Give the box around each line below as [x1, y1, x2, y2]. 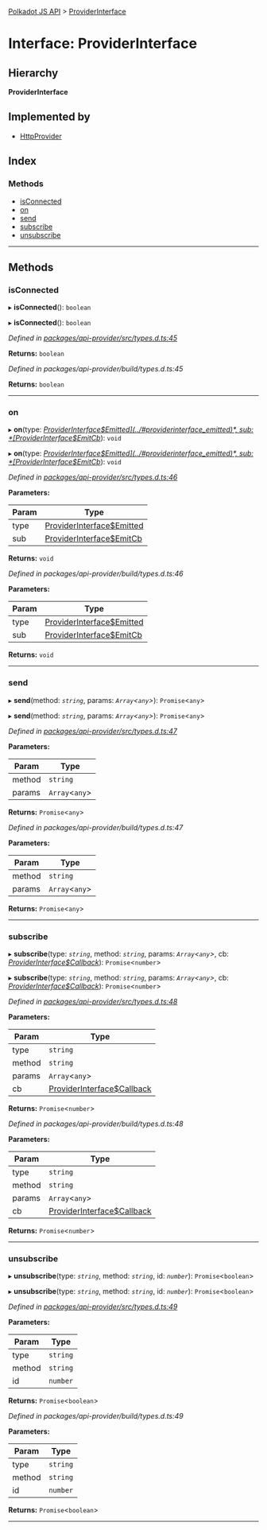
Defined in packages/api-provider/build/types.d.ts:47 [8, 822, 184, 832]
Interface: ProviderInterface [8, 35, 197, 52]
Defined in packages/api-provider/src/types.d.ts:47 [8, 726, 177, 736]
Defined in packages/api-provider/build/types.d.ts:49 [8, 1412, 184, 1421]
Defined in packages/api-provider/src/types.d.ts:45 [8, 333, 178, 343]
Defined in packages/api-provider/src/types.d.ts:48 [8, 997, 178, 1007]
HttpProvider [19, 131, 62, 141]
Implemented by [8, 111, 91, 124]
